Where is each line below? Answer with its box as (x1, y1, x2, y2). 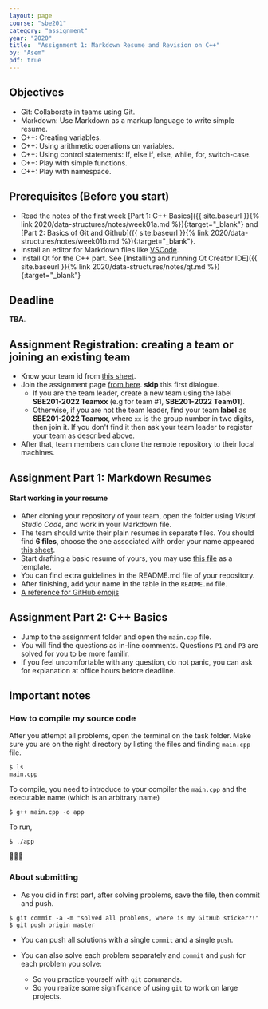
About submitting (9, 872, 79, 883)
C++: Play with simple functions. (20, 157, 128, 168)
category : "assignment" (9, 26, 89, 34)
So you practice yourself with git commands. (32, 974, 183, 983)
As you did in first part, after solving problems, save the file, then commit (20, 890, 260, 900)
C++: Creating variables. (20, 133, 102, 142)
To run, (9, 822, 33, 832)
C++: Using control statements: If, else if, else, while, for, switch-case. (20, 149, 251, 159)
